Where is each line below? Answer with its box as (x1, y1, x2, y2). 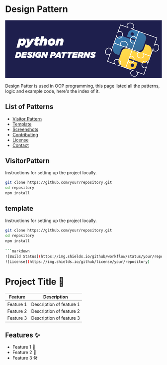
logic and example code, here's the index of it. (5, 88, 100, 94)
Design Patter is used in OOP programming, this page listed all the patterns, (5, 83, 160, 89)
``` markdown (5, 249, 30, 254)
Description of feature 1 (31, 301, 81, 307)
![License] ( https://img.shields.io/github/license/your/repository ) (5, 259, 150, 264)
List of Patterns (5, 103, 54, 111)
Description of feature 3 (31, 315, 81, 321)
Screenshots (12, 126, 39, 132)
